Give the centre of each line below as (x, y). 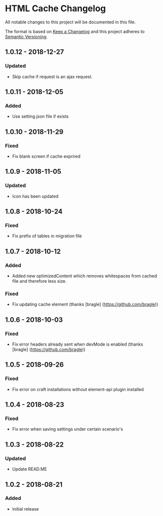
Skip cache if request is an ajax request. (52, 77)
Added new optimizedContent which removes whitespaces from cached (84, 276)
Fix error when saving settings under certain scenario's (67, 429)
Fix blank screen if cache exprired (46, 156)
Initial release (25, 509)
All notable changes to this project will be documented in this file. (71, 22)
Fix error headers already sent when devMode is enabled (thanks (78, 344)
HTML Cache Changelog (55, 9)
